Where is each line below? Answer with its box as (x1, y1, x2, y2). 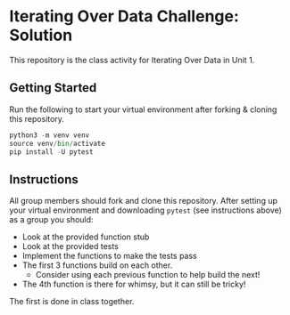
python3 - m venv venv (9, 131, 90, 140)
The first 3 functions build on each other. (21, 260, 173, 271)
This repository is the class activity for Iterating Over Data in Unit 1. (9, 54, 255, 65)
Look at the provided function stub (21, 231, 150, 242)
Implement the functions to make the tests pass (21, 251, 198, 262)
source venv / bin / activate (9, 139, 105, 148)
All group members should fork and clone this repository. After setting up (9, 196, 278, 206)
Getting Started (9, 80, 97, 95)
